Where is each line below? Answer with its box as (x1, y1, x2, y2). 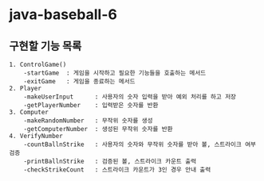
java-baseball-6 (9, 6, 118, 24)
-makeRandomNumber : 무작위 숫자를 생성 (23, 117, 153, 125)
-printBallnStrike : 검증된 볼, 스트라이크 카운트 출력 (23, 157, 197, 165)
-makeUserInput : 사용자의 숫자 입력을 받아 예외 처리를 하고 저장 (23, 93, 237, 101)
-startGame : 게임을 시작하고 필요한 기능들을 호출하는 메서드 (23, 69, 207, 77)
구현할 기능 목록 (9, 39, 82, 52)
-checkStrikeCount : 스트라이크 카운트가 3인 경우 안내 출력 (23, 166, 211, 174)
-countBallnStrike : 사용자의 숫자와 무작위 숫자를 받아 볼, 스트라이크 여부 (23, 141, 257, 148)
